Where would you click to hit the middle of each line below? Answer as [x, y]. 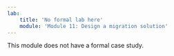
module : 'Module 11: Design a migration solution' [94, 26]
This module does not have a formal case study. [75, 46]
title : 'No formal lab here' [61, 20]
